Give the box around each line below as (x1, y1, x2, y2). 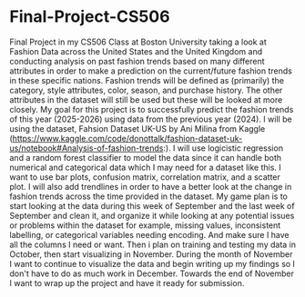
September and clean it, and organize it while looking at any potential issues (9, 210, 295, 221)
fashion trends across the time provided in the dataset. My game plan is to (9, 191, 289, 202)
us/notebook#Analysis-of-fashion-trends (9, 143, 164, 153)
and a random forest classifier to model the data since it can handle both (9, 152, 282, 163)
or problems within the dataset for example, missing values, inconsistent (9, 220, 281, 231)
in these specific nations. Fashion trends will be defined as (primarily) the (9, 74, 285, 85)
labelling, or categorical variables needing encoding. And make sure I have (9, 229, 290, 240)
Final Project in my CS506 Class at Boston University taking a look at (9, 36, 267, 47)
